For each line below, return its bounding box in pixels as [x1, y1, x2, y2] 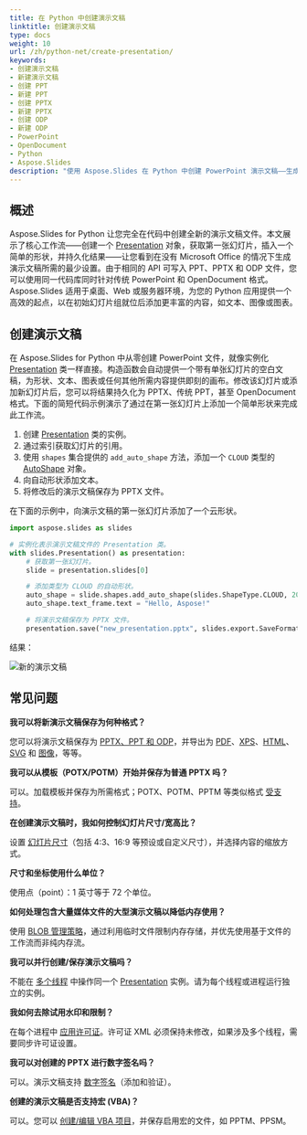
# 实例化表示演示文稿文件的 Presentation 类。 [9, 540, 171, 549]
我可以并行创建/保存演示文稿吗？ [9, 956, 133, 967]
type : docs [9, 30, 51, 39]
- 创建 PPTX [9, 98, 52, 108]
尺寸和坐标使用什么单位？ [9, 867, 106, 878]
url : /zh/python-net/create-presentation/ [9, 48, 174, 57]
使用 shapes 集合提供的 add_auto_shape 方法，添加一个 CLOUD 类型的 [22, 451, 276, 462]
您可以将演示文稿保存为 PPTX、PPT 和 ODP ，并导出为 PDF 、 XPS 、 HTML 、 [9, 736, 294, 747]
